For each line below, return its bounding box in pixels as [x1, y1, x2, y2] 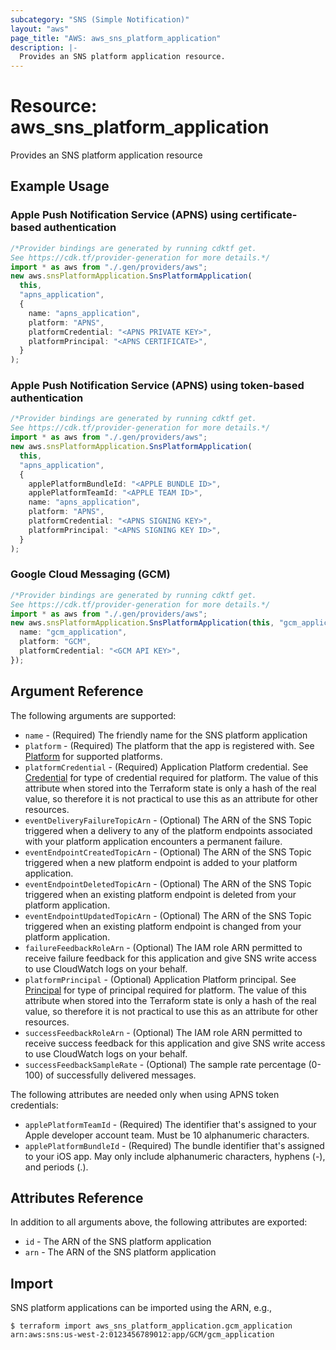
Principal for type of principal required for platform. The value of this [24, 984, 307, 996]
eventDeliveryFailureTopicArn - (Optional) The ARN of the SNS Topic [24, 814, 312, 826]
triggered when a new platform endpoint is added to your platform [24, 856, 298, 868]
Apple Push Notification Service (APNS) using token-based [10, 379, 305, 393]
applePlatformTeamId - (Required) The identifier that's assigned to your [24, 1118, 317, 1130]
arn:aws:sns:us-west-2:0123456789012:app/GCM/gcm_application [10, 1330, 275, 1340]
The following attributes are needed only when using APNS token [10, 1088, 280, 1100]
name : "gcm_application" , [19, 627, 128, 638]
